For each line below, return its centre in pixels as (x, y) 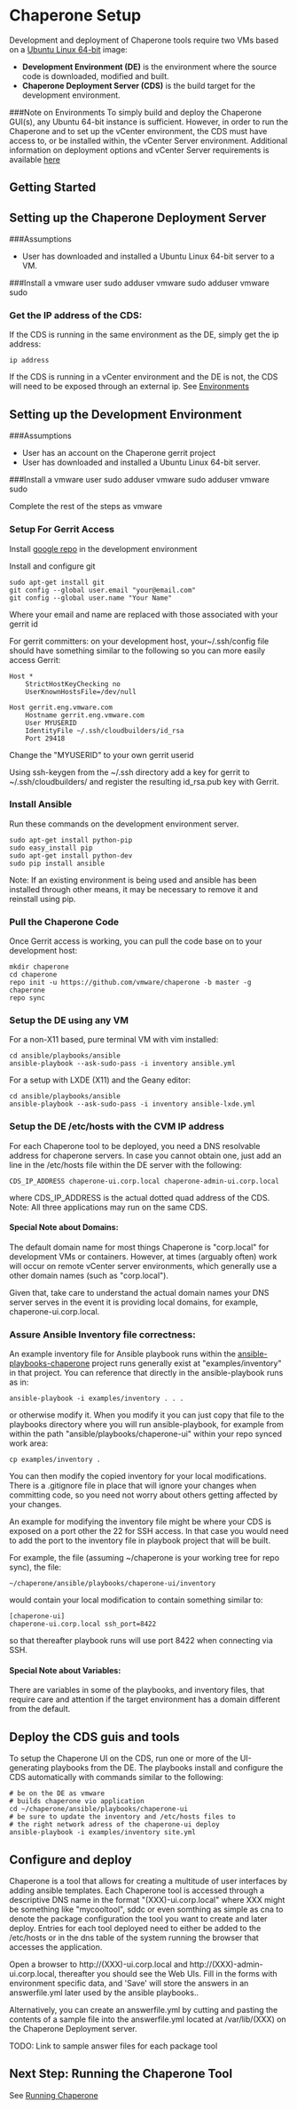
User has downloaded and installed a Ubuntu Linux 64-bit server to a (148, 256)
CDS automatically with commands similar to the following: (117, 1777)
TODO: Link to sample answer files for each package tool (113, 2046)
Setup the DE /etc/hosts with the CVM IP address (117, 1127)
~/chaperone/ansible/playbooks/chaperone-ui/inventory (113, 1584)
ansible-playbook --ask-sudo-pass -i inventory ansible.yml (123, 1064)
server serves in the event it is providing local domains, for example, (134, 1302)
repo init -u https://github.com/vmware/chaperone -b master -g (130, 983)
